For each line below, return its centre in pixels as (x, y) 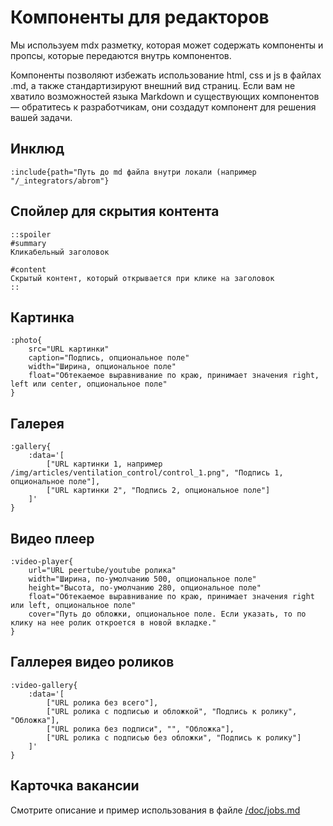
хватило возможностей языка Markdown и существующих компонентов (165, 96)
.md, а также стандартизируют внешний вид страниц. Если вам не (153, 85)
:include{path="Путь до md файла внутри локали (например (133, 172)
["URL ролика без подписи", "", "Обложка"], (140, 729)
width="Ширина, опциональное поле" (102, 367)
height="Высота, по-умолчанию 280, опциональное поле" (145, 588)
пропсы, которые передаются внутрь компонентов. (121, 55)
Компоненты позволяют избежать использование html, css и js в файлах (166, 75)
